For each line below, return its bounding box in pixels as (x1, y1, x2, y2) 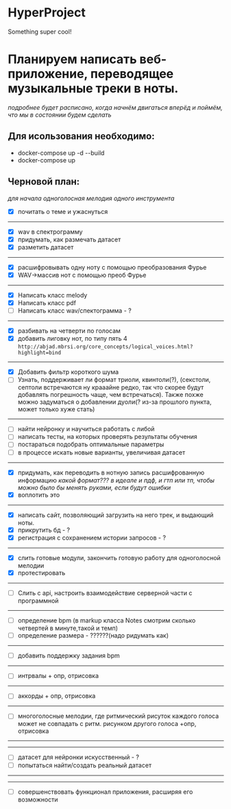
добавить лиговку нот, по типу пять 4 (17, 335, 127, 343)
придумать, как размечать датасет (17, 235, 121, 243)
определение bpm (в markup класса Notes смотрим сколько (17, 616, 196, 625)
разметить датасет (17, 243, 74, 251)
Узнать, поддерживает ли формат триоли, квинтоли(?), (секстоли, (17, 376, 211, 384)
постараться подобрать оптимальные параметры (17, 440, 165, 448)
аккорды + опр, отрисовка (17, 692, 96, 700)
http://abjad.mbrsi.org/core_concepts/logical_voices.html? (17, 343, 193, 350)
